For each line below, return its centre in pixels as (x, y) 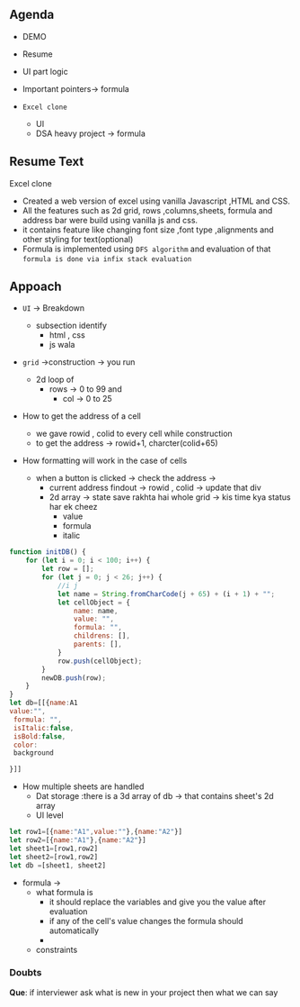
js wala (62, 345)
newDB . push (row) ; (74, 678)
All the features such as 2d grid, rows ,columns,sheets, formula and (147, 210)
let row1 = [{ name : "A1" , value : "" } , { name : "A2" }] (96, 832)
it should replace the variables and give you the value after (158, 902)
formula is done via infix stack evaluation (107, 259)
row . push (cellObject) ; (100, 661)
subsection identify (71, 326)
